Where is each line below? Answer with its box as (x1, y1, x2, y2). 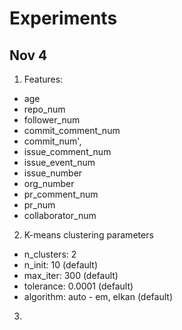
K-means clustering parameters (23, 229, 154, 241)
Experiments (9, 7, 118, 30)
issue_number (23, 167, 83, 179)
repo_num (23, 103, 66, 115)
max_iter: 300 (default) (23, 270, 119, 281)
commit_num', (23, 135, 82, 147)
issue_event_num (23, 157, 96, 168)
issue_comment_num (23, 146, 112, 157)
